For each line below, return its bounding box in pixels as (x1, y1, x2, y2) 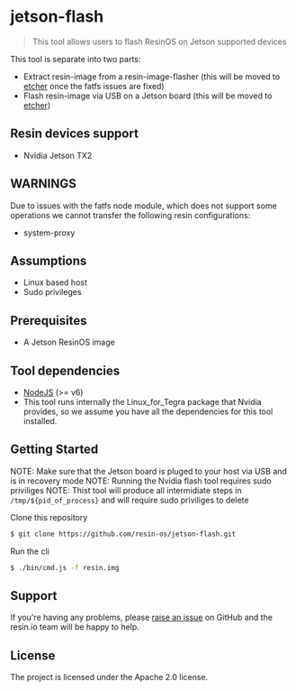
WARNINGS (10, 176, 77, 191)
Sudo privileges (22, 287, 82, 298)
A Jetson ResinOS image (22, 336, 115, 348)
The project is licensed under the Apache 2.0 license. (10, 672, 209, 683)
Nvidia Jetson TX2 (22, 150, 93, 161)
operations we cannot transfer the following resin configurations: (10, 209, 251, 220)
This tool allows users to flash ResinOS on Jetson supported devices (31, 36, 287, 47)
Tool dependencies (10, 363, 121, 378)
